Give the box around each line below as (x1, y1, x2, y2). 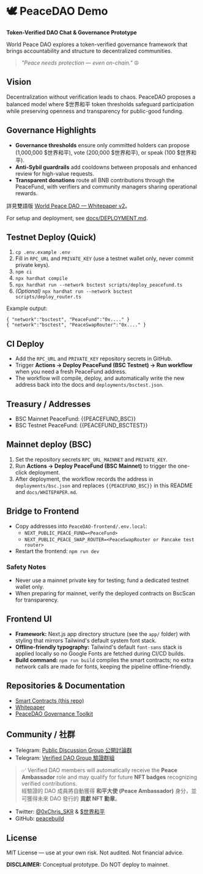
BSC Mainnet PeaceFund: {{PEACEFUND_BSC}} (15, 415, 136, 422)
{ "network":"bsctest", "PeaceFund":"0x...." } (6, 317, 130, 323)
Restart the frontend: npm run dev (15, 547, 100, 555)
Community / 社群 (6, 729, 75, 740)
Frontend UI (6, 614, 52, 624)
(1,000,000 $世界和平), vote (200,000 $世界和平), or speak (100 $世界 (15, 149, 191, 156)
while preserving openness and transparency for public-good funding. (6, 107, 184, 115)
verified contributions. (21, 780, 78, 787)
